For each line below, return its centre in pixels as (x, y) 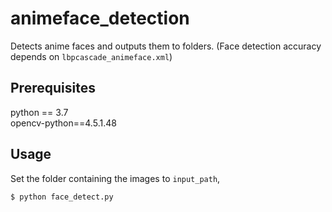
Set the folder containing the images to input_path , (115, 178)
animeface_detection (100, 18)
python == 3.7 (39, 112)
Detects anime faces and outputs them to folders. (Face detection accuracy (166, 46)
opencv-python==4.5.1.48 (63, 123)
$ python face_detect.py (62, 197)
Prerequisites (53, 88)
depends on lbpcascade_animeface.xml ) (91, 56)
